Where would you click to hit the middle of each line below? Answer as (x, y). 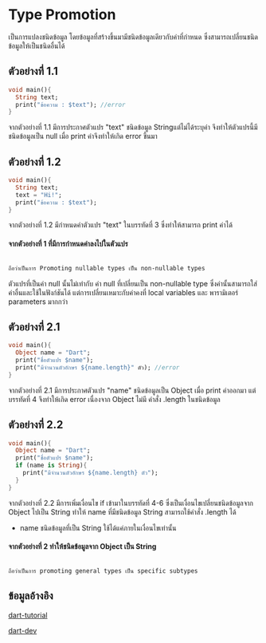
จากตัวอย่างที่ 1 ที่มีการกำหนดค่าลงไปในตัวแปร (68, 244)
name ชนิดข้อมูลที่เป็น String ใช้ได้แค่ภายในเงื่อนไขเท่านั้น (98, 527)
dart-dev (23, 630)
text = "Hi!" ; (39, 195)
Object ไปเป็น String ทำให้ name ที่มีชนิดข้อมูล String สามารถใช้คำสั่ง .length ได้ (122, 511)
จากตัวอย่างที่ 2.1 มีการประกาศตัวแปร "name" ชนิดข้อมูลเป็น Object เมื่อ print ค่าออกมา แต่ (132, 390)
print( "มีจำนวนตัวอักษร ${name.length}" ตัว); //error (98, 367)
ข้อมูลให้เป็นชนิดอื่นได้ (37, 45)
